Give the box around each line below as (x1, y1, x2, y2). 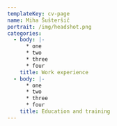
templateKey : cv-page (7, 10, 70, 17)
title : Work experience (19, 69, 89, 76)
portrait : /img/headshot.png (7, 23, 92, 30)
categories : (7, 29, 42, 37)
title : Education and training (19, 108, 111, 115)
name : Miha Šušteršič (7, 17, 70, 24)
